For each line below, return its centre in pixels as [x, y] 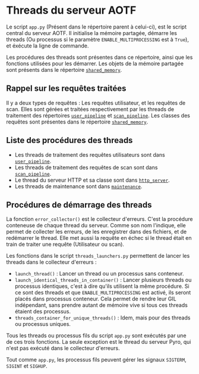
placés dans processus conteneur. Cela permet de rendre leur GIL [95, 299]
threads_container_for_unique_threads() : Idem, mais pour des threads [102, 318]
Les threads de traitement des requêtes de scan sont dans [86, 167]
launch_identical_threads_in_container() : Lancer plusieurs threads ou [103, 280]
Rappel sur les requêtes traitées [66, 89]
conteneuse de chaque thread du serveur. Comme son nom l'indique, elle [96, 226]
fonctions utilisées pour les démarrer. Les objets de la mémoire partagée [95, 64]
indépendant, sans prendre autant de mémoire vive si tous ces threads [101, 305]
